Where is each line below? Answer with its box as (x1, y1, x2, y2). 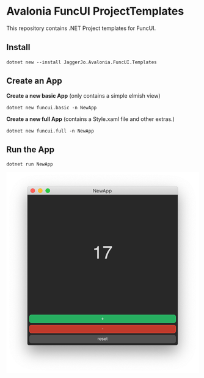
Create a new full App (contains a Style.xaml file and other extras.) (6, 115, 175, 123)
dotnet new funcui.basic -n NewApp (6, 104, 97, 111)
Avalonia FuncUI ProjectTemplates (6, 4, 184, 18)
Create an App (6, 76, 62, 86)
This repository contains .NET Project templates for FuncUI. (6, 24, 156, 32)
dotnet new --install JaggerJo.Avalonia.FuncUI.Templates (6, 59, 157, 65)
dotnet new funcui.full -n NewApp (6, 128, 95, 134)
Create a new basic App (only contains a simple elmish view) (6, 92, 161, 99)
